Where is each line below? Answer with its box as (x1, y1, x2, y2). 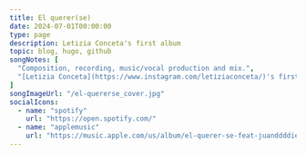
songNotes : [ (9, 55, 59, 64)
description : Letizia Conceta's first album (9, 38, 181, 48)
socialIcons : (9, 97, 59, 107)
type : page (9, 30, 51, 39)
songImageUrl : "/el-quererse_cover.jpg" (9, 89, 166, 98)
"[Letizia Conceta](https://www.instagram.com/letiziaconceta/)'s (17, 72, 275, 82)
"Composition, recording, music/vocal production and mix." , (17, 64, 255, 73)
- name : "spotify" (17, 106, 88, 115)
